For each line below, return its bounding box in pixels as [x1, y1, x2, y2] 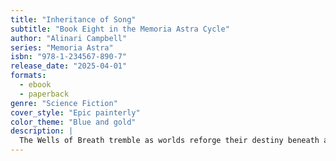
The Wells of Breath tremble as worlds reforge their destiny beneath [19, 136, 320, 146]
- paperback [19, 89, 70, 99]
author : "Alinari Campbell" [10, 33, 128, 43]
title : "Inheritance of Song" [10, 14, 137, 25]
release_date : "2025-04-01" [10, 61, 128, 71]
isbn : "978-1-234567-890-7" [10, 52, 128, 62]
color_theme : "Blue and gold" [10, 117, 137, 127]
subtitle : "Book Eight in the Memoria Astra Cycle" [10, 24, 230, 34]
